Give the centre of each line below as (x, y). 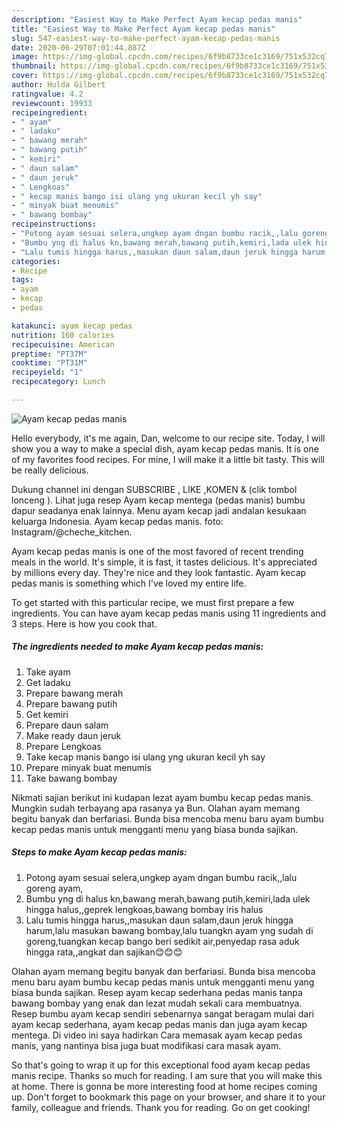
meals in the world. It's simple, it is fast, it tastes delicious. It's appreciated (164, 562)
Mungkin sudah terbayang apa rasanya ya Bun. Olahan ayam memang (156, 808)
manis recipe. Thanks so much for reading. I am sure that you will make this (167, 1075)
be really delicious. (50, 470)
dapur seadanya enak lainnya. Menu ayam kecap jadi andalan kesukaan (159, 510)
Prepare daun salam (67, 725)
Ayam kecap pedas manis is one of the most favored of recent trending (157, 551)
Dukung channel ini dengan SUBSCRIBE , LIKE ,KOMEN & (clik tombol (154, 489)
